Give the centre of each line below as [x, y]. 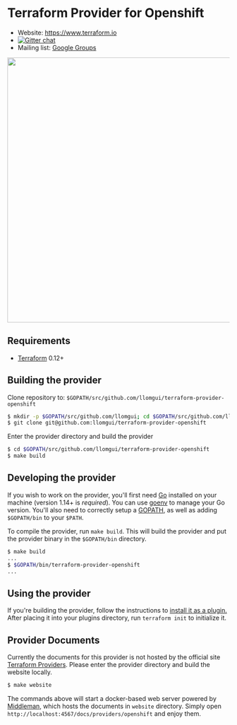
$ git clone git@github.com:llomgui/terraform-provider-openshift [107, 423]
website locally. [30, 672]
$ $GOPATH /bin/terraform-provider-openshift [74, 565]
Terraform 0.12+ [41, 358]
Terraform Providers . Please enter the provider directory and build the [109, 665]
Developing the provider [62, 478]
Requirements [39, 341]
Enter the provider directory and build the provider [80, 437]
